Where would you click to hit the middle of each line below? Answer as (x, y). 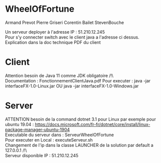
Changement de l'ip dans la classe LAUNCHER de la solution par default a (79, 145)
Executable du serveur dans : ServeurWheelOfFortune (60, 135)
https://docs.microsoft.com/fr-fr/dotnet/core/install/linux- (92, 124)
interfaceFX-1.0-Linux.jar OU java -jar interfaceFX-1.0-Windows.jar (72, 86)
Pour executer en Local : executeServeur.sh (49, 140)
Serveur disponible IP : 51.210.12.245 (42, 155)
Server (19, 106)
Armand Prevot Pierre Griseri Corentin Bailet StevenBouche (65, 22)
